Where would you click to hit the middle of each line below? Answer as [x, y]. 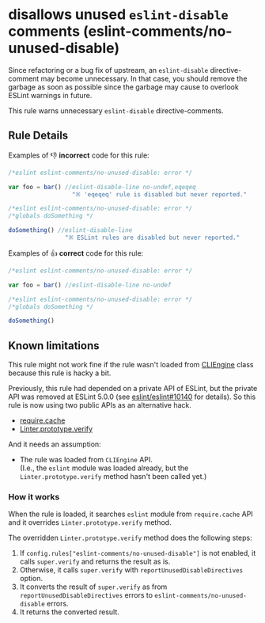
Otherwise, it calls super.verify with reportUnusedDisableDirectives [131, 570]
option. [31, 579]
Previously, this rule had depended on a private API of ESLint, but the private [133, 389]
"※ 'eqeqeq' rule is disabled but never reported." [159, 194]
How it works [34, 496]
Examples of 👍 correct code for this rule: [76, 253]
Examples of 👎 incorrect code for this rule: [79, 155]
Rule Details [38, 136]
